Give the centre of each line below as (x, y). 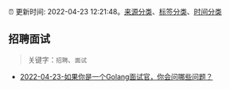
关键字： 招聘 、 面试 (57, 60)
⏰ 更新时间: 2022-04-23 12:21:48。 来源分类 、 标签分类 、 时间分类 (115, 12)
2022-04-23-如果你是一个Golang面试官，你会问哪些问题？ (116, 76)
